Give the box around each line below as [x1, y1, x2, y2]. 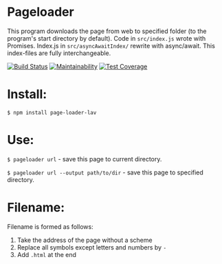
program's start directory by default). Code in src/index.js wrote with [7, 34, 206, 42]
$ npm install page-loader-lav [7, 109, 97, 116]
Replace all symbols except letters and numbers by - [16, 243, 167, 252]
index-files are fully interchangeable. [7, 49, 111, 57]
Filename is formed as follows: [7, 222, 94, 231]
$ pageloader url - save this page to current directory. [7, 154, 162, 163]
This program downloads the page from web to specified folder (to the [7, 27, 207, 35]
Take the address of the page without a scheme [16, 236, 153, 244]
